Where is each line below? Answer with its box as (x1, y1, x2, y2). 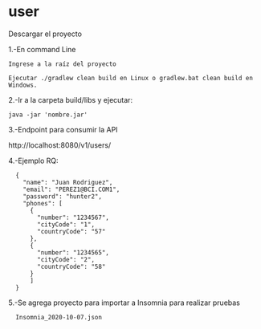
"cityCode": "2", (37, 255, 95, 263)
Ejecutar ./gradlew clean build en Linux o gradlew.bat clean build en (8, 74, 253, 82)
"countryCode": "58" (37, 262, 106, 270)
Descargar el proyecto (8, 29, 83, 39)
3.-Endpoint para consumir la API (8, 124, 118, 134)
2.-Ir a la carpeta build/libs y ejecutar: (8, 95, 133, 104)
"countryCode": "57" (37, 227, 106, 235)
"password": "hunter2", (22, 192, 103, 201)
